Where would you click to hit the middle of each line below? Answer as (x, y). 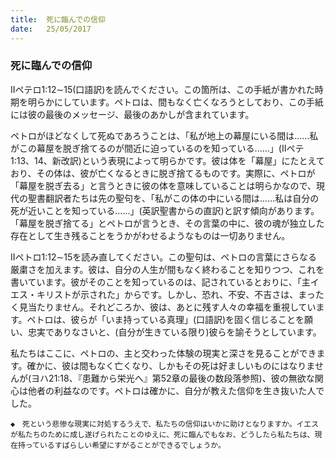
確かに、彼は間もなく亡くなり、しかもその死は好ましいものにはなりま (170, 365)
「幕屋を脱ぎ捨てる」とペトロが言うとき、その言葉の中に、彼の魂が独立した (167, 223)
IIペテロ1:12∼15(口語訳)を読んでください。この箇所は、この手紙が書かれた (162, 89)
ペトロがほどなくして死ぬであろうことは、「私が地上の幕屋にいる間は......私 (164, 135)
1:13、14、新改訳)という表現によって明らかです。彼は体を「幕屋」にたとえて (167, 160)
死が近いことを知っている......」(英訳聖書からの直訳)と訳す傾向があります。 (165, 210)
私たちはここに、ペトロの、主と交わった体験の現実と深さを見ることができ (163, 353)
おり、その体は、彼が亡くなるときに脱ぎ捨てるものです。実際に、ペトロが (163, 173)
